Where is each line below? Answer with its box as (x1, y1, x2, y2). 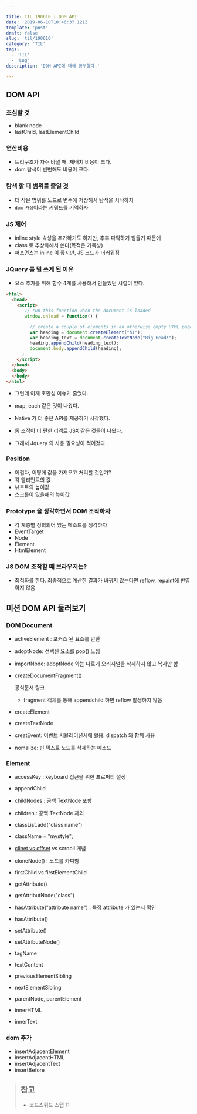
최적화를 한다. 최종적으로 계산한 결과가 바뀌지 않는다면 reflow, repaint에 (14, 577, 179, 584)
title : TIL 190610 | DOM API (6, 14, 77, 19)
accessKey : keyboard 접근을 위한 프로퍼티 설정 (14, 773, 126, 780)
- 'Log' (11, 57, 30, 63)
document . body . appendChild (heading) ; (29, 346, 122, 352)
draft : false (6, 30, 38, 36)
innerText (14, 1018, 38, 1025)
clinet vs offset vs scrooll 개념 (14, 845, 86, 852)
